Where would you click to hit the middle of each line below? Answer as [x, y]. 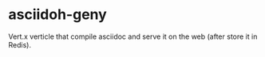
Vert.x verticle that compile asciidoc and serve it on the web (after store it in [133, 36]
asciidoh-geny [58, 15]
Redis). [20, 44]
